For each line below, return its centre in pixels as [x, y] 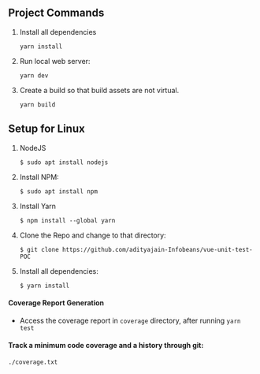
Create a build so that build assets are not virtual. [99, 90]
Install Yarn [38, 206]
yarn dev [34, 75]
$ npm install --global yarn [67, 220]
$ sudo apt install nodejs [64, 162]
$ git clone [39, 249]
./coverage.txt [33, 362]
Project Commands [56, 13]
